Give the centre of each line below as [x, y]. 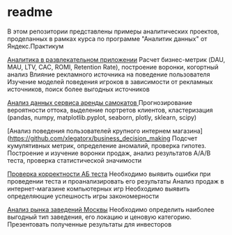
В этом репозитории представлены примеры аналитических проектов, [113, 31]
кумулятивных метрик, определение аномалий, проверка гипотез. [107, 145]
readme [30, 12]
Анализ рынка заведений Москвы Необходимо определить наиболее [111, 209]
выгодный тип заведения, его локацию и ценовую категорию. [99, 217]
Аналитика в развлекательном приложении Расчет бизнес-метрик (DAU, [116, 59]
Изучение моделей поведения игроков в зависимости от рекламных [110, 81]
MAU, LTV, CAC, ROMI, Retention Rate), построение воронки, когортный [113, 67]
